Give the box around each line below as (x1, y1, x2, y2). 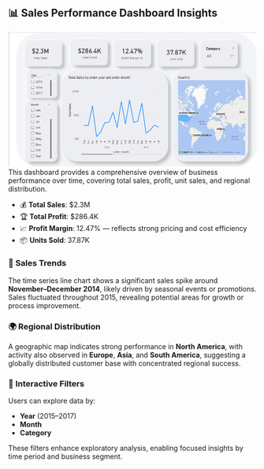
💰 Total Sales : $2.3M (19, 199, 91, 209)
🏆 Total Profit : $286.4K (19, 211, 99, 221)
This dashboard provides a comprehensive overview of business (8, 167, 218, 177)
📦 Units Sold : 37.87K (19, 235, 90, 244)
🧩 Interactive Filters (8, 378, 85, 389)
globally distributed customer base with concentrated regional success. (8, 359, 241, 368)
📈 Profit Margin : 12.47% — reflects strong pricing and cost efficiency (19, 223, 247, 233)
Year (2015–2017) (19, 411, 77, 421)
